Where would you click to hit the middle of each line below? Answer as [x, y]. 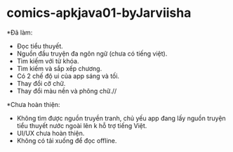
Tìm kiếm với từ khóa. [48, 61]
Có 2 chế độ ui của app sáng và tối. [68, 76]
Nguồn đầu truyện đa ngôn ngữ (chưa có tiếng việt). [92, 53]
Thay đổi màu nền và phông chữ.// [67, 91]
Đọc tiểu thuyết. [40, 46]
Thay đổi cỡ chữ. [41, 83]
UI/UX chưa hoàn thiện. [51, 133]
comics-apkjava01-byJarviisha [99, 13]
